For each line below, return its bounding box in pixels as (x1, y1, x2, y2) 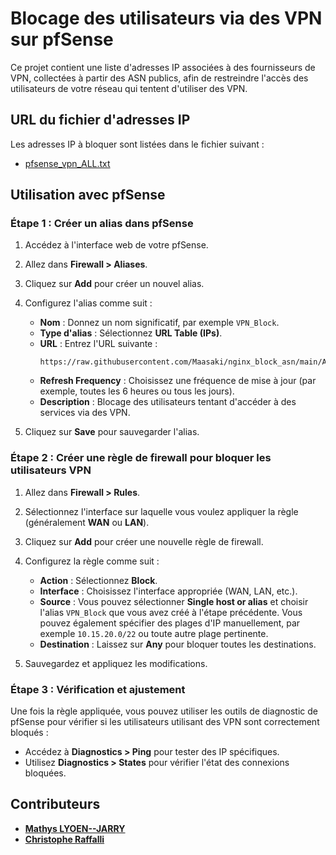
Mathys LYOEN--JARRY (24, 822, 126, 834)
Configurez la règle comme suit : (24, 555, 160, 567)
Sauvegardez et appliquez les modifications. (24, 657, 208, 669)
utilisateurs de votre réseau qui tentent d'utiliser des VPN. (10, 82, 248, 94)
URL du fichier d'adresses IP (10, 112, 191, 129)
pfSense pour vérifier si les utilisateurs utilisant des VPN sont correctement (10, 716, 320, 728)
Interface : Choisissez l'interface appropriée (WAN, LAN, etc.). (39, 585, 298, 597)
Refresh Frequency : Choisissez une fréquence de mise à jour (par (39, 375, 317, 387)
